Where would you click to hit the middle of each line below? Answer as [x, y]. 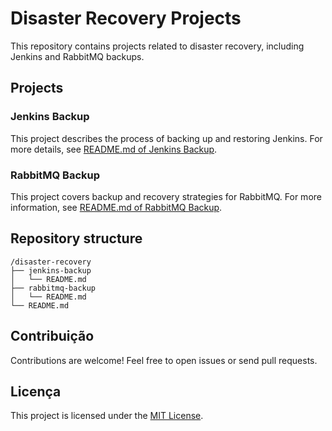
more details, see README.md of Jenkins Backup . [114, 149]
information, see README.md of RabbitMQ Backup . [116, 207]
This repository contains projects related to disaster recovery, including [157, 46]
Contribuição [52, 336]
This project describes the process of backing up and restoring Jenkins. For [166, 138]
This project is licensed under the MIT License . [107, 416]
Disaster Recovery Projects [126, 18]
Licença [36, 391]
